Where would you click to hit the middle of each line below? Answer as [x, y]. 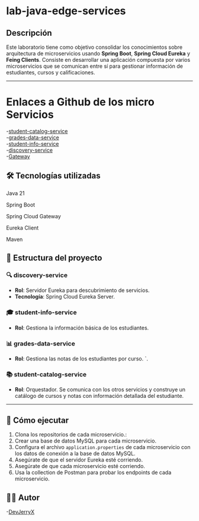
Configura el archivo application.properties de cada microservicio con [102, 447]
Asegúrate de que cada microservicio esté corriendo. [80, 466]
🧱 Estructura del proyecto [54, 258]
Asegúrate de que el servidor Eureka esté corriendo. [79, 460]
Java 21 [15, 193]
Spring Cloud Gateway [33, 216]
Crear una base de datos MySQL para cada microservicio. [86, 441]
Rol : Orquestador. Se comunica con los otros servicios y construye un [100, 390]
